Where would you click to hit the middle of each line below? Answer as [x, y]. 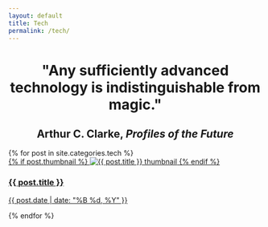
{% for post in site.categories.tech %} [71, 153]
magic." [135, 104]
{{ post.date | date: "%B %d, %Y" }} [68, 200]
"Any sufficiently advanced [135, 70]
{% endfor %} [31, 215]
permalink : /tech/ [39, 30]
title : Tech [28, 23]
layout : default [35, 16]
